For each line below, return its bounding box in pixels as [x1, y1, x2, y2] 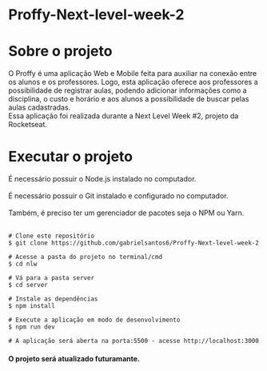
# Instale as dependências [8, 295, 98, 303]
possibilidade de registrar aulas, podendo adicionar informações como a [8, 86, 247, 95]
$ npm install [8, 302, 56, 310]
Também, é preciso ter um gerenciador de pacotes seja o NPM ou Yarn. [8, 208, 245, 217]
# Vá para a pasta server [8, 274, 94, 282]
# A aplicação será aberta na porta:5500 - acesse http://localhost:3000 [8, 337, 260, 345]
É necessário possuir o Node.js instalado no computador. [8, 174, 197, 184]
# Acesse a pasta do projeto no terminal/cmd [8, 253, 162, 261]
